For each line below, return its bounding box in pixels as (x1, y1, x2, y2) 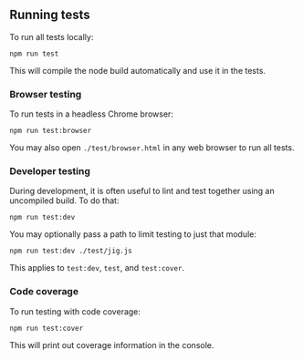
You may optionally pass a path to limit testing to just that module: (9, 229, 257, 240)
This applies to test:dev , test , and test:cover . (9, 262, 185, 273)
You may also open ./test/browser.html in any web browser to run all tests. (9, 142, 295, 153)
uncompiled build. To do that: (9, 195, 120, 206)
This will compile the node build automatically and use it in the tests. (9, 65, 266, 76)
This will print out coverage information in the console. (9, 339, 214, 350)
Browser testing (9, 87, 82, 100)
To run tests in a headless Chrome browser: (9, 108, 173, 119)
